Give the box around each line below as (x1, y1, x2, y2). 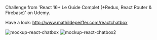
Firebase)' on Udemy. (5, 10, 51, 16)
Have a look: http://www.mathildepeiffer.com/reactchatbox (5, 20, 128, 25)
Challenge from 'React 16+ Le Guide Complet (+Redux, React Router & (5, 5, 152, 10)
